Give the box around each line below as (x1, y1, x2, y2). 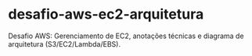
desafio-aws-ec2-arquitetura (8, 5, 204, 23)
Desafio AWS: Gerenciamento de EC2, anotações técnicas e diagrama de (8, 31, 244, 40)
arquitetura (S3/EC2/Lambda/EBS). (8, 39, 121, 48)
